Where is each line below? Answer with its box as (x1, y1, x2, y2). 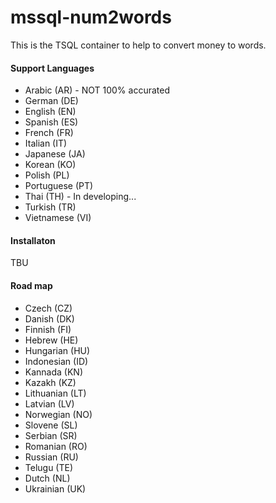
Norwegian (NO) (24, 408, 93, 420)
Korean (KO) (24, 159, 77, 171)
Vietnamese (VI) (24, 212, 92, 224)
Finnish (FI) (24, 323, 72, 335)
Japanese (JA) (24, 148, 86, 160)
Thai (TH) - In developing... (24, 191, 137, 203)
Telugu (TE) (24, 461, 74, 473)
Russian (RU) (24, 451, 79, 463)
